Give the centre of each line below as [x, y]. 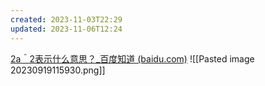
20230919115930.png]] [58, 70]
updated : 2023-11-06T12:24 [66, 29]
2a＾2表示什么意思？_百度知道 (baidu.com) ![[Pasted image [132, 58]
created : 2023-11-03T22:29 [66, 19]
